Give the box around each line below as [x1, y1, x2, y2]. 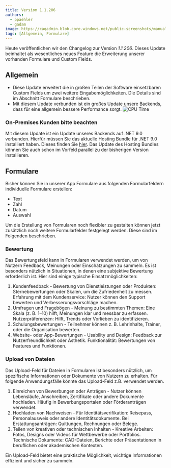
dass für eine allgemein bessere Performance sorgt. [12, 106, 122, 112]
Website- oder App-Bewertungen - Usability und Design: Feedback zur [12, 332, 162, 338]
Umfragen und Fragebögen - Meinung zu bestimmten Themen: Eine [12, 305, 155, 311]
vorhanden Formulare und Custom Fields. [5, 56, 93, 62]
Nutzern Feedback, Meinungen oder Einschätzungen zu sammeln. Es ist [5, 262, 156, 268]
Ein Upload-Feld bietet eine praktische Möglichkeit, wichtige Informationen [5, 452, 162, 458]
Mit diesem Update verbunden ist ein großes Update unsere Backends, [12, 101, 162, 107]
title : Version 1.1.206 [5, 7, 56, 13]
